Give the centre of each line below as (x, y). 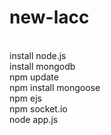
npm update (34, 77)
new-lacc (49, 17)
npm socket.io (38, 108)
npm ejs (25, 98)
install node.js (38, 55)
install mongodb (42, 66)
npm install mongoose (55, 87)
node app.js (34, 119)
